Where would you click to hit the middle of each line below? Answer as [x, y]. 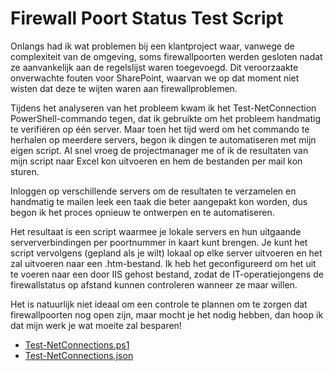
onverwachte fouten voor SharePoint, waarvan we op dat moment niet [155, 78]
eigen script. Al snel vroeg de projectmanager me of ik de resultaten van [159, 150]
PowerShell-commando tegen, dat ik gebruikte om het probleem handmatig [166, 118]
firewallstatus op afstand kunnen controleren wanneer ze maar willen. [154, 284]
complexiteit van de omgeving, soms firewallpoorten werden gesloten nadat [166, 56]
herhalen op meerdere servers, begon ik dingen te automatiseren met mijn [163, 139]
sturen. [25, 171]
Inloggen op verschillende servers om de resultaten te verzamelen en [153, 191]
